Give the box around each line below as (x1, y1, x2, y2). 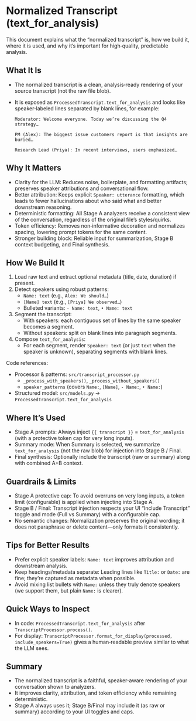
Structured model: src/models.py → (14, 390, 101, 397)
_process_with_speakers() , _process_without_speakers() (23, 377, 160, 384)
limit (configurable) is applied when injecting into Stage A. (14, 499, 154, 505)
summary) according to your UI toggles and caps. (14, 708, 135, 715)
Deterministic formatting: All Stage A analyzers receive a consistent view (14, 209, 190, 216)
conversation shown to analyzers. (14, 683, 97, 690)
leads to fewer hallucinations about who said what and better (14, 197, 162, 204)
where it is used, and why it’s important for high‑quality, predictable (6, 42, 169, 49)
